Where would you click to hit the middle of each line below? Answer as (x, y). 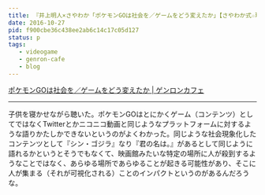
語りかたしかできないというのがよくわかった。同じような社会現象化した (139, 134)
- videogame (38, 52)
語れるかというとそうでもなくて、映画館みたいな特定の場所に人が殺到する (129, 153)
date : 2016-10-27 (37, 23)
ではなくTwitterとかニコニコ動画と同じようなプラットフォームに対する (130, 123)
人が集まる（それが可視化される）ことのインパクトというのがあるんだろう (129, 173)
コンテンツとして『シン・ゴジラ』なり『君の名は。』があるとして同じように (131, 143)
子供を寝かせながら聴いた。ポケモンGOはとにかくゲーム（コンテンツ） (124, 114)
